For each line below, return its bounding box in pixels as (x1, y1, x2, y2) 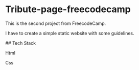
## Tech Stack (5, 40, 36, 46)
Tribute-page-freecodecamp (5, 4, 131, 15)
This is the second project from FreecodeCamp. (5, 20, 106, 26)
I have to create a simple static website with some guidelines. (5, 30, 134, 36)
